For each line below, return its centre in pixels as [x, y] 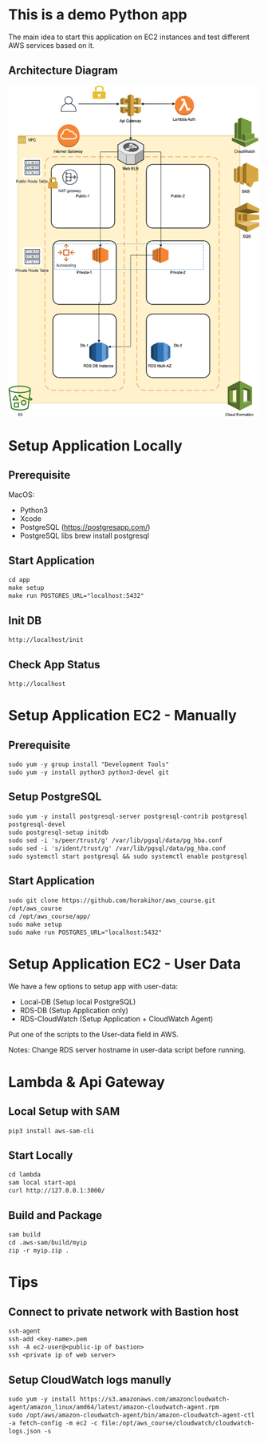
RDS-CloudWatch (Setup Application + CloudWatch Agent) [116, 1019]
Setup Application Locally [95, 445]
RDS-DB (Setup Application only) [74, 1010]
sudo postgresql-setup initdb [59, 832]
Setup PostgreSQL [55, 797]
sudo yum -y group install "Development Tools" [89, 764]
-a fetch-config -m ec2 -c [53, 1423]
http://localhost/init [46, 640]
